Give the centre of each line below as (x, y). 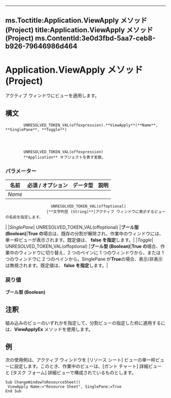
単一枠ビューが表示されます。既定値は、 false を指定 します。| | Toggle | (79, 240)
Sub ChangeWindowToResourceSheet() (43, 382)
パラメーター (21, 171)
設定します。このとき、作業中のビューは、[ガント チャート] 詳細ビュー (88, 366)
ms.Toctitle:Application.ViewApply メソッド (76, 21)
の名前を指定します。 (24, 217)
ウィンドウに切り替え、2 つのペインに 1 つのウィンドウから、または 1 (91, 253)
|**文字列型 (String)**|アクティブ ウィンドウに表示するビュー (106, 212)
